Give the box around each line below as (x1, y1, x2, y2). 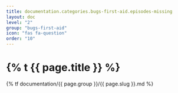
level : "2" (6, 19, 33, 25)
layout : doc (6, 14, 35, 20)
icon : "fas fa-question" (6, 30, 67, 36)
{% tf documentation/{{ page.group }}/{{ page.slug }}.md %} (6, 80, 154, 87)
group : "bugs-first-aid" (6, 25, 67, 31)
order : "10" (6, 36, 35, 42)
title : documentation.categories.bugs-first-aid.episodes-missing (6, 8, 173, 15)
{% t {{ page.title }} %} (6, 61, 121, 74)
